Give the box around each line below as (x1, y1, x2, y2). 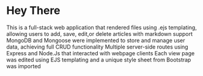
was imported (6, 62, 41, 70)
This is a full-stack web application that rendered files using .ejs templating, (6, 24, 197, 31)
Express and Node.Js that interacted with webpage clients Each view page (6, 49, 195, 57)
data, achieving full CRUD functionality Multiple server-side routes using (6, 43, 188, 50)
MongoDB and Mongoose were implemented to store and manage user (6, 36, 185, 44)
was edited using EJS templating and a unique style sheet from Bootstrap (6, 56, 191, 63)
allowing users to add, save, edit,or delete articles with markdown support (6, 30, 193, 37)
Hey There (6, 4, 61, 18)
